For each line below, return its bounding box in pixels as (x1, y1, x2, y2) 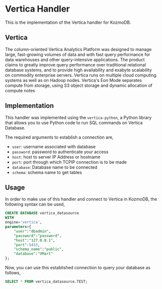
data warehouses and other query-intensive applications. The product (5, 57, 145, 63)
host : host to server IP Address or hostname (12, 154, 100, 160)
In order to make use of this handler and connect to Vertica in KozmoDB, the (5, 196, 158, 202)
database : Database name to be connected (12, 164, 97, 170)
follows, (5, 270, 21, 275)
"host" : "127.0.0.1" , (14, 238, 55, 243)
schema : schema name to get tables (12, 169, 82, 175)
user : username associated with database (12, 144, 96, 149)
